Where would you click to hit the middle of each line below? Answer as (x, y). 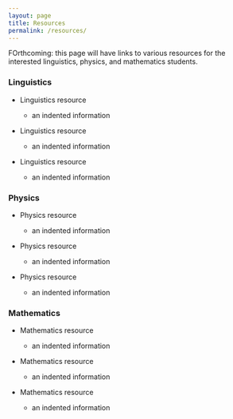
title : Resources (37, 23)
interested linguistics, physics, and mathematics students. (103, 61)
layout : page (30, 16)
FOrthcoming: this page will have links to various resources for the (117, 53)
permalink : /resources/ (48, 30)
